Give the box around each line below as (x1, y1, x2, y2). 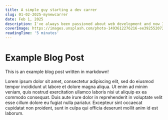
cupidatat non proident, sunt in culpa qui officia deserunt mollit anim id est (5, 104, 158, 110)
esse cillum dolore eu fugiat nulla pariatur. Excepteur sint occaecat (5, 99, 142, 105)
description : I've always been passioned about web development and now (5, 21, 160, 26)
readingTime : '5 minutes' (5, 30, 59, 35)
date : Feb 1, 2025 (5, 16, 43, 21)
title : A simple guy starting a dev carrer (5, 7, 97, 12)
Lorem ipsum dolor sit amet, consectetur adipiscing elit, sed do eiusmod (5, 78, 154, 84)
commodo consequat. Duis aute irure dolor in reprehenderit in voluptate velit (5, 94, 162, 100)
